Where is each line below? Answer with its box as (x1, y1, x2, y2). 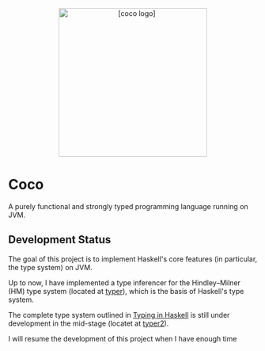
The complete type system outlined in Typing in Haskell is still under (8, 310, 230, 319)
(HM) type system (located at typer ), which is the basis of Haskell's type (8, 286, 244, 296)
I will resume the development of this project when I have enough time (8, 334, 237, 343)
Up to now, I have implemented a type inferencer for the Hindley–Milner (8, 277, 241, 288)
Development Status (8, 233, 112, 246)
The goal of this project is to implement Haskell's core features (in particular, (8, 254, 258, 264)
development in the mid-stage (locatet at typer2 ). (8, 319, 169, 328)
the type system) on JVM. (8, 262, 93, 272)
